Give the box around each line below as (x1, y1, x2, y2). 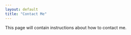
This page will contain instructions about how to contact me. (5, 24, 127, 30)
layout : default (5, 7, 38, 12)
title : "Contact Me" (5, 12, 47, 16)
